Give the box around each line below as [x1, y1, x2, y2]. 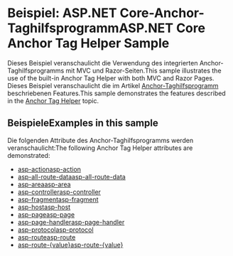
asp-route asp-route [17, 233, 76, 241]
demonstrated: [7, 151, 50, 159]
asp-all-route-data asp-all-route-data [17, 172, 126, 181]
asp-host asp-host [17, 203, 71, 211]
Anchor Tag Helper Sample [7, 36, 170, 51]
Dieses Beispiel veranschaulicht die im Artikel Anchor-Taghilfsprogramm [7, 81, 219, 90]
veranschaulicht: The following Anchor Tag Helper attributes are [7, 144, 193, 152]
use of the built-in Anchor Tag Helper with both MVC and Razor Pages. [7, 73, 215, 82]
